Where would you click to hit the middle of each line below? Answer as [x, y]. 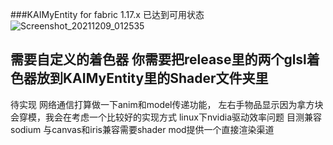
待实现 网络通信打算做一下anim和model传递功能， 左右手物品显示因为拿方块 [167, 104]
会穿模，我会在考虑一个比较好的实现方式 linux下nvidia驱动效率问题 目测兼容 [166, 117]
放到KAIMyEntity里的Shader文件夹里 [152, 78]
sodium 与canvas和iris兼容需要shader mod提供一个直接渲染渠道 [142, 129]
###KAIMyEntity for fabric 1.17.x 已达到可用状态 [107, 14]
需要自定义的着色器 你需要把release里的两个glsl [158, 59]
